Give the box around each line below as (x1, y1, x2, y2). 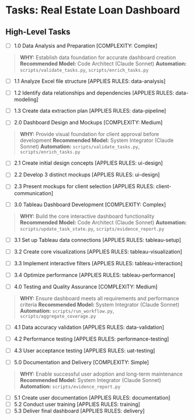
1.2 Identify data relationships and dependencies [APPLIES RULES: (13, 89, 175, 96)
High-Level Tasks (5, 27, 71, 37)
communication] (13, 189, 54, 196)
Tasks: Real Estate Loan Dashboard (5, 4, 181, 17)
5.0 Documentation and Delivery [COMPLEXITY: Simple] (13, 359, 150, 366)
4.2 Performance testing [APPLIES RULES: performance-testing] (13, 335, 169, 342)
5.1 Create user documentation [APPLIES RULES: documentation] (13, 394, 171, 401)
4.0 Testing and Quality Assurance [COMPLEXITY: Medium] (13, 283, 158, 290)
